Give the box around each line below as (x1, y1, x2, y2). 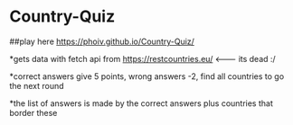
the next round (9, 80, 65, 91)
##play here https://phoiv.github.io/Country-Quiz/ (9, 36, 194, 47)
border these (9, 107, 58, 118)
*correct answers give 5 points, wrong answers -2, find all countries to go (9, 70, 285, 82)
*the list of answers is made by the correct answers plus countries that (9, 97, 273, 109)
